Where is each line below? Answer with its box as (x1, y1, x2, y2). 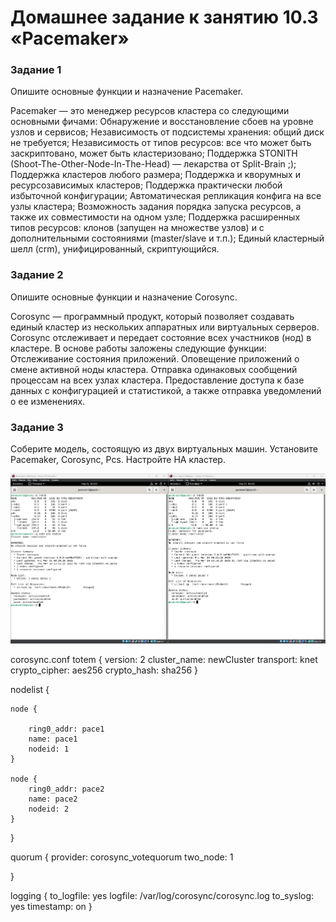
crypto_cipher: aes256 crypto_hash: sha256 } (10, 664, 199, 676)
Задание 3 (10, 420, 64, 434)
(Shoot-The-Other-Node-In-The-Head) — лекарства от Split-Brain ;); (10, 158, 297, 170)
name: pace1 (28, 734, 78, 744)
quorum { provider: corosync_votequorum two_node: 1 (10, 851, 234, 863)
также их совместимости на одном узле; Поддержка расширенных (10, 211, 301, 223)
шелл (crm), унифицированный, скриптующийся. (10, 243, 220, 255)
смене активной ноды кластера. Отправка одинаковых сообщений (10, 363, 298, 375)
